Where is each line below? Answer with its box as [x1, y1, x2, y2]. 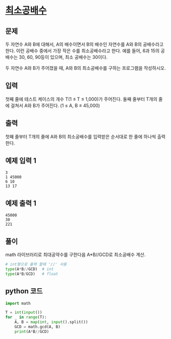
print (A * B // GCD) [14, 329, 50, 334]
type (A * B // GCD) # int [5, 266, 54, 272]
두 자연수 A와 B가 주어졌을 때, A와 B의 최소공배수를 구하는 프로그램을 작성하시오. [5, 65, 166, 71]
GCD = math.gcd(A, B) [14, 324, 60, 329]
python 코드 [5, 287, 43, 295]
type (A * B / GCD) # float [5, 271, 58, 276]
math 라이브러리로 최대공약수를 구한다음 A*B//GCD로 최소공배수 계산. [5, 252, 146, 258]
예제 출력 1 [5, 198, 37, 208]
